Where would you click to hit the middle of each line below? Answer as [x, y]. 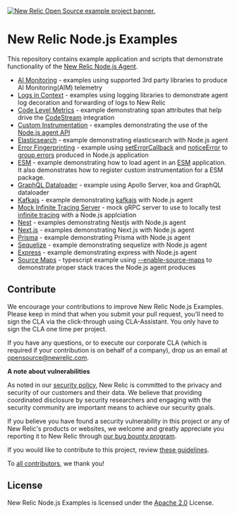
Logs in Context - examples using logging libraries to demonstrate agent [123, 94]
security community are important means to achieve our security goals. [111, 407]
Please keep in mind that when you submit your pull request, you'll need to [116, 314]
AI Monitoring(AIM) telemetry [60, 87]
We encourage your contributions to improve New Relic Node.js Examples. [115, 306]
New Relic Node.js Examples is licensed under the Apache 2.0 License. [110, 502]
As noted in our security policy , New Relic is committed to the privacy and [115, 385]
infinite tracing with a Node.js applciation [77, 214]
